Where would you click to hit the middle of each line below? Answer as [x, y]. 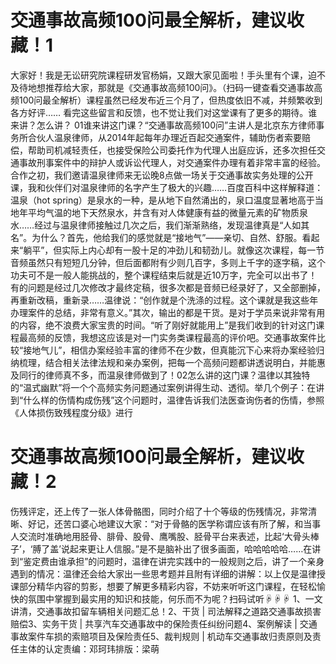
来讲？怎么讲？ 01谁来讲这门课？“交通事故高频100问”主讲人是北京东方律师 [163, 125]
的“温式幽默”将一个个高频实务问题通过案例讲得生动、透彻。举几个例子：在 [163, 387]
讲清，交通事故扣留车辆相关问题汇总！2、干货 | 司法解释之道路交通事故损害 [166, 611]
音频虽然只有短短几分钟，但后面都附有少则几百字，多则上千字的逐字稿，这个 [168, 262]
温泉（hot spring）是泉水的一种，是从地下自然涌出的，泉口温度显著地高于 [162, 200]
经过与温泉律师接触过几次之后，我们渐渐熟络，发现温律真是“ [159, 225]
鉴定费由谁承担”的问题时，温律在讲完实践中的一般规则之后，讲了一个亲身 [174, 561]
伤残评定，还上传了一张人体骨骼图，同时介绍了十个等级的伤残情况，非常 [159, 511]
